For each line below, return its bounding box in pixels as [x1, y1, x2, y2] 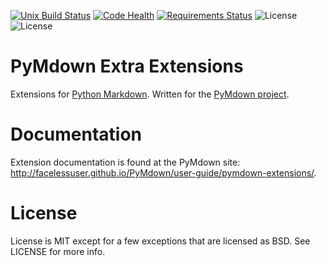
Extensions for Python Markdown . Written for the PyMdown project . [10, 88, 290, 100]
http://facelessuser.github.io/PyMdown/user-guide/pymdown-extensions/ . [10, 166, 317, 179]
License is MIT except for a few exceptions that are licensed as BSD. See [10, 235, 311, 247]
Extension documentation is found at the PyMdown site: [10, 156, 241, 168]
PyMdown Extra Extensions [10, 55, 244, 78]
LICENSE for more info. [10, 245, 106, 257]
